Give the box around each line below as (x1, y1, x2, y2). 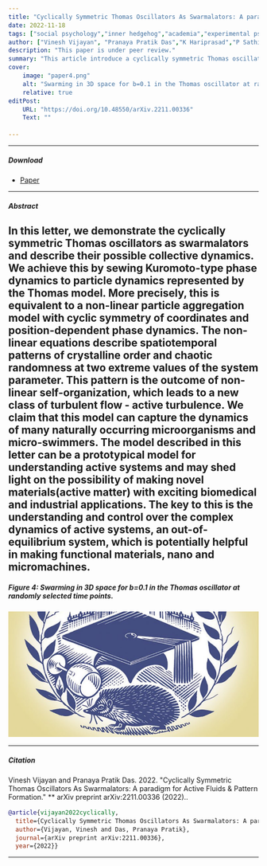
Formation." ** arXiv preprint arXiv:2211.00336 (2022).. (8, 792, 188, 801)
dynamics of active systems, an (8, 523, 169, 536)
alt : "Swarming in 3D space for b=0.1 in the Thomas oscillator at (22, 80, 250, 88)
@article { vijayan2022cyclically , (8, 809, 119, 817)
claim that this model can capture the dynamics (8, 410, 249, 424)
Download (8, 155, 44, 165)
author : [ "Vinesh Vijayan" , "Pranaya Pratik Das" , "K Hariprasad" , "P (8, 38, 240, 46)
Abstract (8, 201, 38, 210)
